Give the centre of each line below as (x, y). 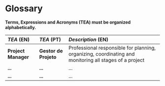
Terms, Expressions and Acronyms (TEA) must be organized (68, 22)
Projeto (48, 57)
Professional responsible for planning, (112, 48)
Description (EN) (88, 39)
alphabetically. (21, 27)
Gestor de (51, 51)
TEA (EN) (19, 39)
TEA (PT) (50, 39)
